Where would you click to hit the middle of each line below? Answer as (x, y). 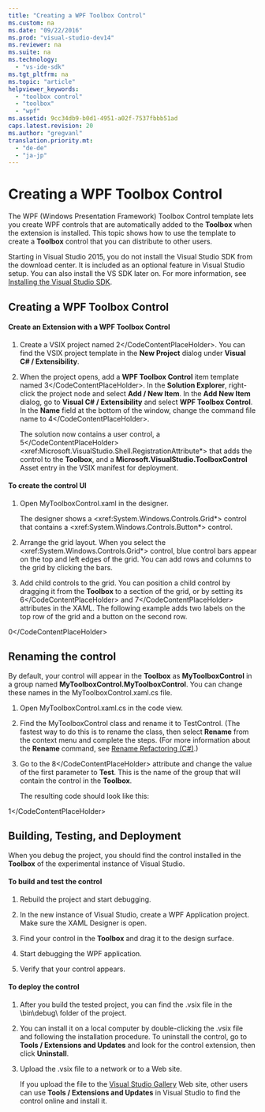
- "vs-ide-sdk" (40, 67)
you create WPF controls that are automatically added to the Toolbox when (130, 225)
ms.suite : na (30, 52)
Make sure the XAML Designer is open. (83, 923)
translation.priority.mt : (50, 140)
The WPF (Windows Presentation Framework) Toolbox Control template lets (131, 216)
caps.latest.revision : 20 (50, 126)
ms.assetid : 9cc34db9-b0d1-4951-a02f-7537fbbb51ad (93, 119)
